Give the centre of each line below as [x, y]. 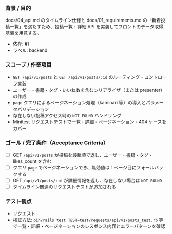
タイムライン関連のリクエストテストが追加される [64, 187]
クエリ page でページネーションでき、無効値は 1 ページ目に [75, 167]
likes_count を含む [32, 161]
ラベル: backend [30, 50]
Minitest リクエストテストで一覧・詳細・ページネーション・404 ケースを [90, 122]
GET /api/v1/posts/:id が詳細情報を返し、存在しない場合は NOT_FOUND [87, 181]
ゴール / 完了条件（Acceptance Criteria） [57, 143]
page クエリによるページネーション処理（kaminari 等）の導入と [79, 102]
